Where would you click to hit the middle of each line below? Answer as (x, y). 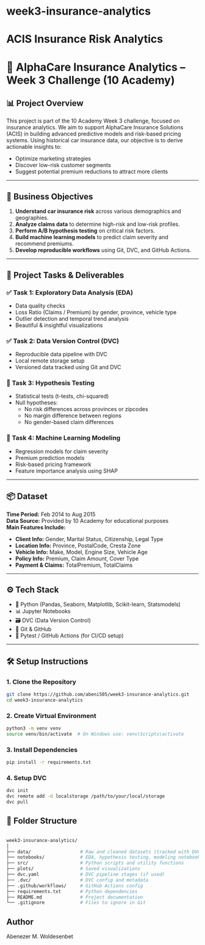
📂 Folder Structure (42, 821)
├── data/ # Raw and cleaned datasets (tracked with (98, 852)
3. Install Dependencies (42, 750)
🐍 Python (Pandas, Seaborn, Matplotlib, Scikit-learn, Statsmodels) (98, 605)
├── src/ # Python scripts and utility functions (95, 863)
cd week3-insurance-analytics (45, 700)
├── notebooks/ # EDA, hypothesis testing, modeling (91, 857)
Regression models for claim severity (62, 451)
